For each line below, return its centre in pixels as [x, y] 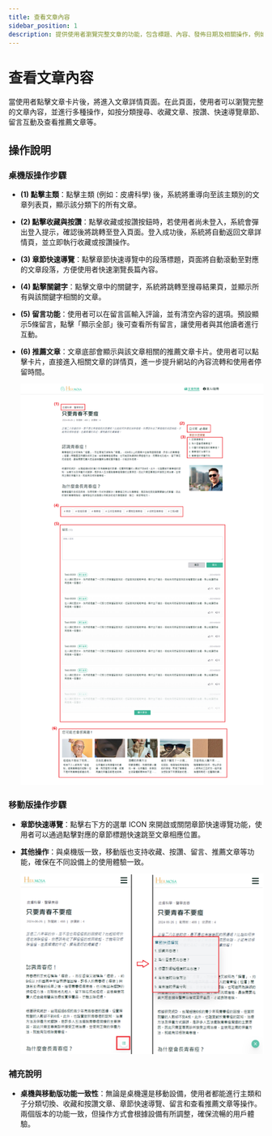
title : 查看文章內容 [39, 17]
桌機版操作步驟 [38, 175]
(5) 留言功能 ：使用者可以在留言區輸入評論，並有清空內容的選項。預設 [136, 314]
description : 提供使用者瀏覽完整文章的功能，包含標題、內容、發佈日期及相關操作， [132, 34]
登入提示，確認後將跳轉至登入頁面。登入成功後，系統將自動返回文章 [141, 232]
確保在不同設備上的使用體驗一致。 [91, 862]
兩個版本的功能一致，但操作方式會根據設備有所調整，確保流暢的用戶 [134, 1113]
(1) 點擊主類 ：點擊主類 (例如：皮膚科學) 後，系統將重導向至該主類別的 [136, 194]
